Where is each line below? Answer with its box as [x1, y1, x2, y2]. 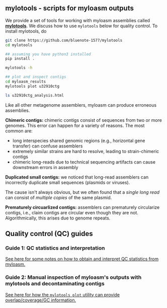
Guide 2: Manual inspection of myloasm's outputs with [5, 274, 142, 281]
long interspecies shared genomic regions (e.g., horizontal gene [12, 137, 145, 143]
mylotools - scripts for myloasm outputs [5, 4, 134, 13]
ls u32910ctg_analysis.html [5, 93, 64, 98]
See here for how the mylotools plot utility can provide [5, 291, 120, 297]
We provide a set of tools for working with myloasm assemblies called [5, 17, 150, 23]
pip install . [5, 56, 35, 61]
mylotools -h [5, 65, 33, 70]
